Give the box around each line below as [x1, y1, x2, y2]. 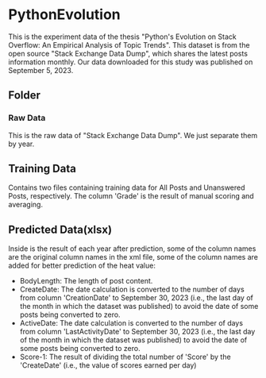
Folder [8, 89, 41, 102]
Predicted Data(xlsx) [8, 222, 113, 236]
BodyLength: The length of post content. [19, 276, 153, 286]
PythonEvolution [8, 6, 121, 24]
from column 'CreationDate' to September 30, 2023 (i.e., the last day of [19, 293, 254, 303]
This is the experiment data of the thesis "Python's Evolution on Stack [8, 32, 237, 41]
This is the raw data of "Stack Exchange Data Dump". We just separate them [8, 130, 258, 140]
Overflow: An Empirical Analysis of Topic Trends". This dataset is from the [8, 40, 250, 49]
